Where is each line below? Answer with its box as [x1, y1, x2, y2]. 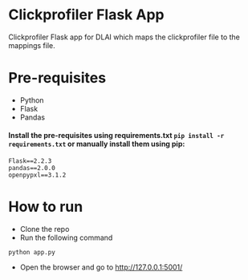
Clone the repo [19, 225, 70, 234]
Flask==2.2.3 [8, 157, 52, 165]
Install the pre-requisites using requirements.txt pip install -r [8, 131, 225, 140]
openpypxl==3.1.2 [8, 171, 67, 180]
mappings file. [8, 40, 56, 50]
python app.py [8, 249, 56, 257]
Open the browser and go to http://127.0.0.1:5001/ [19, 262, 183, 272]
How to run [8, 198, 83, 216]
